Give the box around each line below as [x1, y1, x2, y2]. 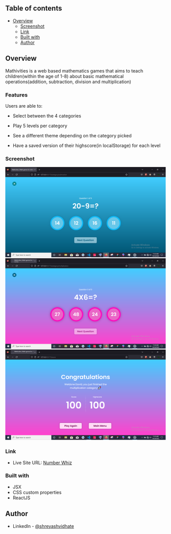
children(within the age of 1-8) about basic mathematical [5, 73, 124, 79]
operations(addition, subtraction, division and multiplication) [5, 79, 131, 85]
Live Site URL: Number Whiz [12, 459, 72, 466]
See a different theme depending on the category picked [12, 132, 132, 138]
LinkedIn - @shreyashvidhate [12, 523, 74, 529]
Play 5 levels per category [12, 123, 68, 129]
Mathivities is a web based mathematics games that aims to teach [5, 67, 144, 74]
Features [5, 91, 28, 99]
